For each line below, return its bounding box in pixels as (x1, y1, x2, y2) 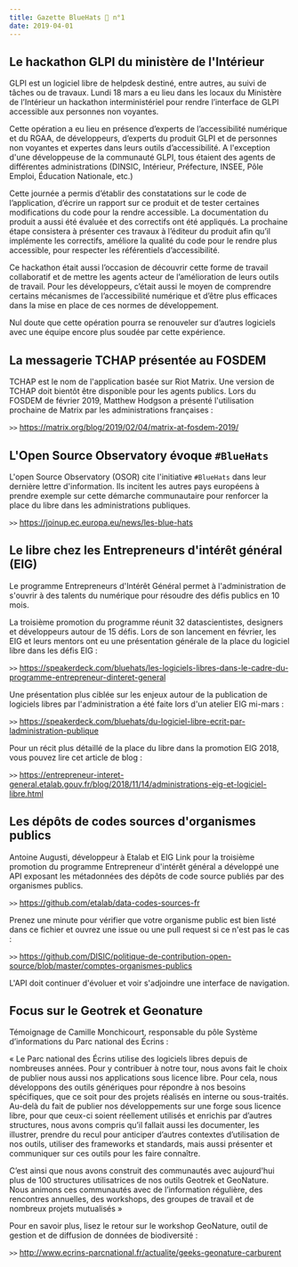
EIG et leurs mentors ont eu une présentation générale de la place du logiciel (9, 635, 290, 646)
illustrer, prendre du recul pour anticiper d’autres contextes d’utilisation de (9, 1129, 280, 1140)
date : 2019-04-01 (9, 21, 74, 30)
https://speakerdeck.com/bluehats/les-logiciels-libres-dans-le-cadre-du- (19, 662, 289, 673)
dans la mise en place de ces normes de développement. (9, 300, 220, 311)
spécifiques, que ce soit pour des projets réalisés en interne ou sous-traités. (9, 1091, 289, 1102)
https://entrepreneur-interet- (19, 769, 125, 780)
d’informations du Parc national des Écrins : (9, 1036, 169, 1047)
